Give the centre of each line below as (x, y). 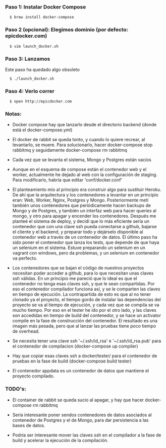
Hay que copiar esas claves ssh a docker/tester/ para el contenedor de (85, 356)
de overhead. (26, 331)
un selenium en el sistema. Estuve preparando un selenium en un (79, 248)
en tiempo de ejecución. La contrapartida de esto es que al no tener (82, 294)
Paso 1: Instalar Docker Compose (46, 7)
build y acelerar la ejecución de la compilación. (60, 440)
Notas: (13, 114)
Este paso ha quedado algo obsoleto (43, 69)
